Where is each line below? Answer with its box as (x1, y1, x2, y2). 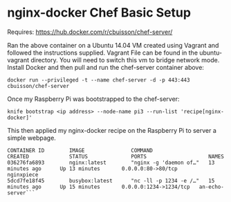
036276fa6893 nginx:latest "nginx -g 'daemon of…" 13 (7, 159, 215, 166)
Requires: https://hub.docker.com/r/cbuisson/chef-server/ (7, 28, 173, 36)
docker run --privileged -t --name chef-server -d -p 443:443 (7, 76, 190, 84)
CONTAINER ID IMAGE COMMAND (7, 147, 154, 154)
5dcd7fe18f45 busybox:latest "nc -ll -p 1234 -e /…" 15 (7, 177, 215, 184)
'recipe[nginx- (180, 108, 225, 115)
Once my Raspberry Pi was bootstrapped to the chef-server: (7, 95, 180, 103)
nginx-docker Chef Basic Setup (7, 5, 192, 21)
